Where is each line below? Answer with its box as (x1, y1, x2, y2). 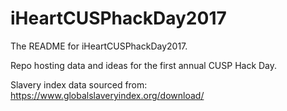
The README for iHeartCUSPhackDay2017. (10, 40, 188, 52)
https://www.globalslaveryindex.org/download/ (10, 89, 205, 101)
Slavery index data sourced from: (10, 78, 148, 91)
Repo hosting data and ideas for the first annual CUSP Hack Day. (10, 59, 278, 71)
